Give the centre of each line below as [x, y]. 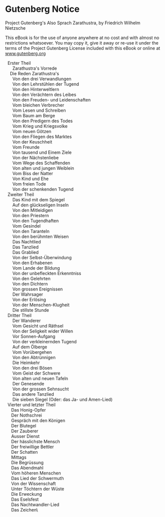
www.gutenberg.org [25, 53]
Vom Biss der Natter [33, 173]
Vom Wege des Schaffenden [41, 163]
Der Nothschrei [27, 415]
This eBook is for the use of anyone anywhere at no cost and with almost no [82, 38]
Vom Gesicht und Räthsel [38, 326]
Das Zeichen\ [25, 510]
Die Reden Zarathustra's [34, 73]
